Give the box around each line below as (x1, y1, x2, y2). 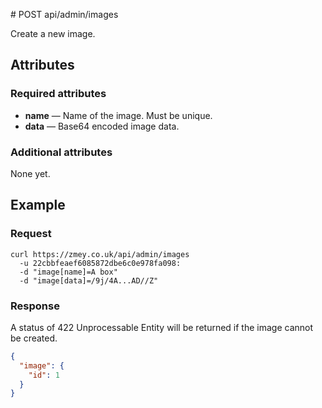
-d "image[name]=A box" (19, 267, 118, 277)
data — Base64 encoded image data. (24, 120, 180, 132)
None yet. (10, 167, 51, 179)
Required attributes (10, 87, 107, 101)
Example (10, 197, 66, 214)
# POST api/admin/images (10, 9, 119, 20)
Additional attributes (10, 145, 113, 159)
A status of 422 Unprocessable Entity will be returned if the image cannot (10, 321, 314, 333)
